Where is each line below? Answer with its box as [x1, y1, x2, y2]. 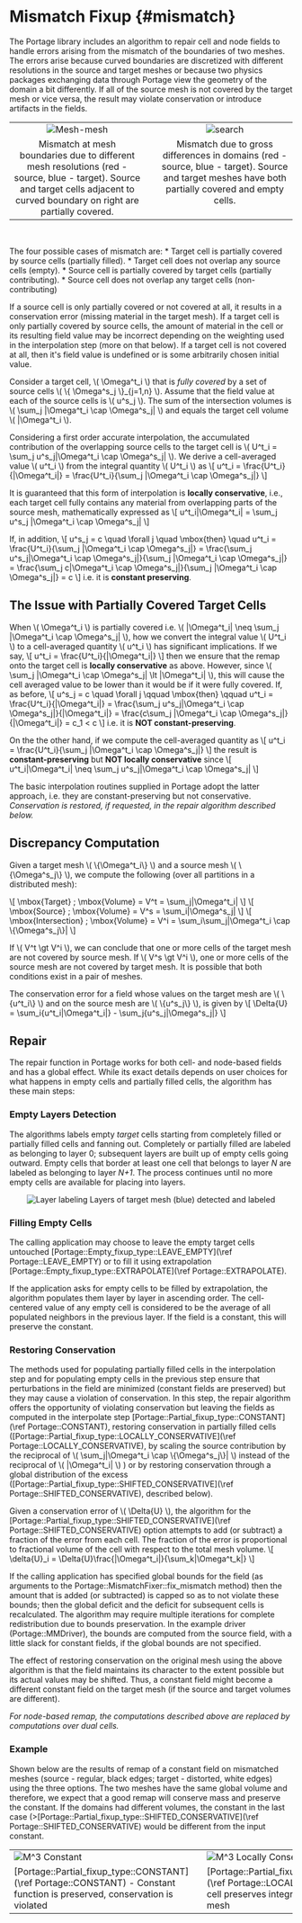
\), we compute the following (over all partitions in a [64, 869, 255, 880]
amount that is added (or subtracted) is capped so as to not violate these [9, 1590, 280, 1601]
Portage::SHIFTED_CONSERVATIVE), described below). [9, 1489, 214, 1499]
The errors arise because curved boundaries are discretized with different [9, 55, 283, 66]
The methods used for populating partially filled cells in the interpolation [9, 1364, 276, 1375]
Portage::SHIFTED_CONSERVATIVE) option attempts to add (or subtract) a [9, 1525, 283, 1535]
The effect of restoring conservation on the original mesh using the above [9, 1655, 283, 1666]
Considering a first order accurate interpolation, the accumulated [9, 432, 250, 443]
